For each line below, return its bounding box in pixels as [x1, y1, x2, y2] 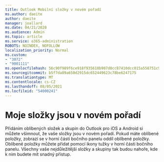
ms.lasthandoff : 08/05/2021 [5, 84, 62, 89]
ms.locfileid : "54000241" [5, 89, 58, 93]
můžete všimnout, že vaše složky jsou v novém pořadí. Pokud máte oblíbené [5, 131, 159, 137]
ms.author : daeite [5, 12, 42, 17]
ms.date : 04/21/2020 [5, 25, 47, 30]
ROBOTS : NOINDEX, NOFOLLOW [5, 43, 60, 48]
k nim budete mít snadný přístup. [5, 151, 71, 157]
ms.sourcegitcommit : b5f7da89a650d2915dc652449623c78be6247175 [5, 71, 137, 75]
